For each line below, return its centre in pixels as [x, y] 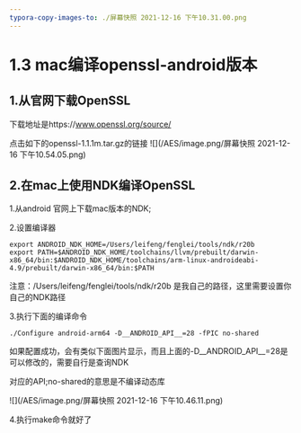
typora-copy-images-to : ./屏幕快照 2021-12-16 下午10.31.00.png [128, 18]
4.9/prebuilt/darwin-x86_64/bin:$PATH [82, 269]
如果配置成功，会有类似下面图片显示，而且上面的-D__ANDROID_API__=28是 [149, 351]
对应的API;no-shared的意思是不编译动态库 [87, 382]
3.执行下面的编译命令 [49, 316]
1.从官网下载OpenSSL [70, 101]
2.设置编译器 [33, 228]
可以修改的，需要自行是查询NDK [69, 362]
